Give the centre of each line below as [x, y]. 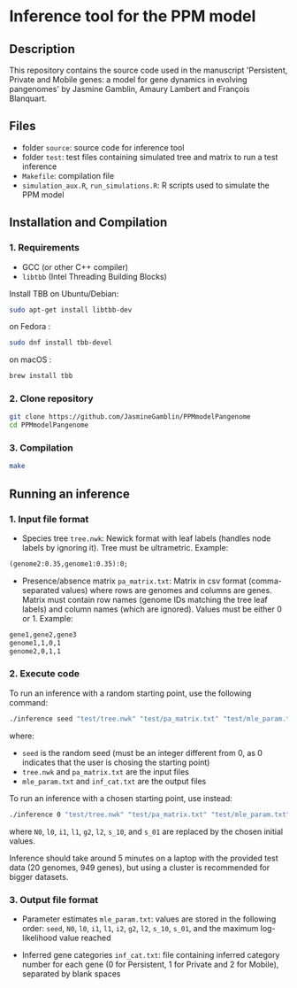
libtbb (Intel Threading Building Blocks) [95, 276]
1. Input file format [49, 519]
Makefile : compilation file [68, 175]
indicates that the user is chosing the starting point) [116, 762]
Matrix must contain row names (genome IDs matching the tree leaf [145, 599]
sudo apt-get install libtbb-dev [71, 310]
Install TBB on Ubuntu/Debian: [64, 293]
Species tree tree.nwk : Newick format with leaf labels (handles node [146, 538]
